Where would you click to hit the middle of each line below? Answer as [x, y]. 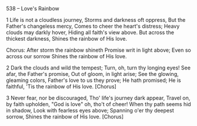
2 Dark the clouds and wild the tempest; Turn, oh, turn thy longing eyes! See [98, 68]
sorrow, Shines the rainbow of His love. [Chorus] [65, 117]
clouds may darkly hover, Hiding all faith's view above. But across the [90, 32]
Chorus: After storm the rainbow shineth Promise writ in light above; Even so [98, 50]
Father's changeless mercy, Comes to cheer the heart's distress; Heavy [93, 26]
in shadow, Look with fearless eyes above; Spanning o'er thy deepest [90, 110]
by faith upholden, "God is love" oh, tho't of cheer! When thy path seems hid [98, 104]
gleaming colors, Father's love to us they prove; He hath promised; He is [94, 80]
